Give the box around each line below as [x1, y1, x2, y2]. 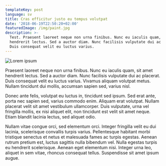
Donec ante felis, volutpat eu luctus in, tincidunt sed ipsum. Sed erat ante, [5, 93, 157, 99]
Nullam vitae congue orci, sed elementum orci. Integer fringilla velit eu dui [5, 123, 157, 129]
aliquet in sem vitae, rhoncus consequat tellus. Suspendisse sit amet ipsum [5, 150, 159, 156]
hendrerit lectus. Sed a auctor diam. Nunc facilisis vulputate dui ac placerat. [5, 72, 161, 78]
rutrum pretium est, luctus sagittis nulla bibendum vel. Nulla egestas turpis [5, 139, 158, 145]
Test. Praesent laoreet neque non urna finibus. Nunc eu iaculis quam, [9, 35, 162, 40]
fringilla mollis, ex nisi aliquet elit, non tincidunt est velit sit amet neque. [5, 109, 151, 114]
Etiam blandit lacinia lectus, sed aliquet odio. [5, 113, 96, 119]
